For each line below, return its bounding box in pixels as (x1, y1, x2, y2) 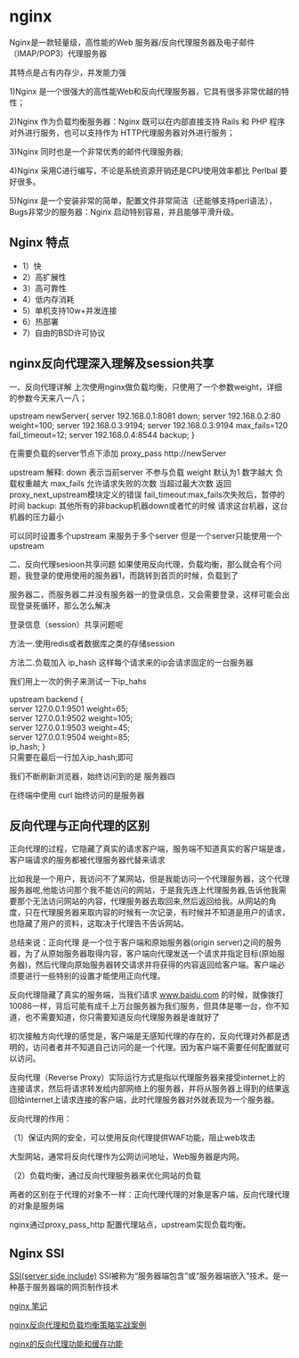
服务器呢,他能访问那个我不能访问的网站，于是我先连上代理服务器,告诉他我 (9, 885, 279, 896)
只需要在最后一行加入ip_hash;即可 (9, 751, 133, 762)
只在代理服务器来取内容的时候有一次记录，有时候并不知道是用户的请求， (24, 907, 290, 918)
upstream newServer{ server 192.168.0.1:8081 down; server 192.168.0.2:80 (9, 410, 281, 421)
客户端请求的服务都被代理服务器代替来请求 (9, 855, 166, 865)
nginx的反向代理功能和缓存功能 (9, 1338, 124, 1349)
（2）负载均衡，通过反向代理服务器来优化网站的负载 (9, 1171, 202, 1181)
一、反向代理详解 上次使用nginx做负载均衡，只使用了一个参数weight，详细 (9, 381, 283, 392)
